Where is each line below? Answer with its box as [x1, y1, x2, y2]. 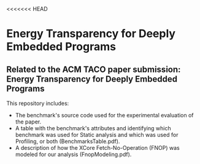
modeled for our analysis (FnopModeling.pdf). [15, 150, 132, 158]
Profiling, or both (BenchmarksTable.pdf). [15, 138, 120, 145]
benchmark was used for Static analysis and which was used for [15, 131, 179, 138]
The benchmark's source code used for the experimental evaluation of [15, 112, 194, 119]
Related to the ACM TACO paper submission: [6, 64, 181, 74]
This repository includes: [6, 100, 69, 107]
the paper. [15, 118, 42, 125]
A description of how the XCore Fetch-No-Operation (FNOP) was [15, 144, 180, 151]
